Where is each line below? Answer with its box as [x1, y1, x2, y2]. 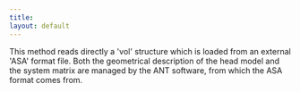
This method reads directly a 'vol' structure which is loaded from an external [9, 46, 291, 56]
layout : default [9, 21, 70, 30]
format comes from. [9, 74, 83, 85]
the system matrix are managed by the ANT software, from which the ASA [9, 64, 283, 76]
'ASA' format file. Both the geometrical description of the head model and [9, 55, 280, 66]
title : [9, 13, 34, 22]
